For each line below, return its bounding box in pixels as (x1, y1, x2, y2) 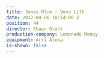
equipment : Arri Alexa (6, 37, 63, 43)
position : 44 (6, 20, 39, 26)
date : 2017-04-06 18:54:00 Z (6, 14, 79, 21)
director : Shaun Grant (6, 25, 63, 32)
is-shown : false (6, 43, 47, 49)
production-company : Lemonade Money (6, 31, 98, 37)
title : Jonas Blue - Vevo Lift (6, 8, 85, 15)
